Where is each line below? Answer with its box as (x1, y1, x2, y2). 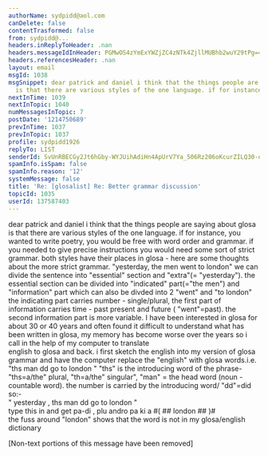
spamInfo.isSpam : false (8, 161, 88, 169)
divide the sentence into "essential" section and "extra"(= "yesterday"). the (8, 270, 255, 280)
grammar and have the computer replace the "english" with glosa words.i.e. (8, 355, 257, 364)
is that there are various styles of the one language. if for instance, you (8, 228, 241, 237)
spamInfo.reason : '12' (8, 168, 84, 176)
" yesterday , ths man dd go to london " (8, 397, 138, 407)
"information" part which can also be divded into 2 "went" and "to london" (8, 287, 253, 296)
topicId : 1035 (8, 189, 56, 198)
